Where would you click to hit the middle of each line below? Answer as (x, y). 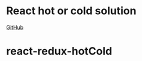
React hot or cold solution (71, 11)
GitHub (15, 27)
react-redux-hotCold (59, 51)
